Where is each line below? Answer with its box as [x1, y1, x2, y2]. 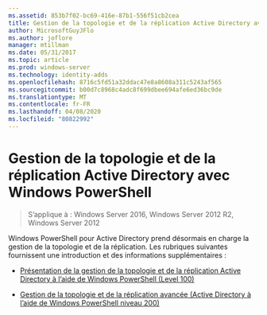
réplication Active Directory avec [8, 166, 230, 185]
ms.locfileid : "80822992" [8, 115, 94, 123]
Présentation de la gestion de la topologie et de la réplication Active [19, 266, 241, 275]
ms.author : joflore [8, 33, 73, 42]
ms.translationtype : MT [8, 93, 87, 101]
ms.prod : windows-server [8, 64, 91, 72]
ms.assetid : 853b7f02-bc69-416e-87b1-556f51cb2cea [8, 11, 180, 20]
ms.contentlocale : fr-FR [8, 100, 91, 108]
